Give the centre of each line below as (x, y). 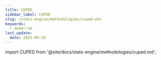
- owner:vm (21, 28)
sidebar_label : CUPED (28, 14)
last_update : (19, 33)
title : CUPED (19, 10)
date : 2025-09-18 (28, 38)
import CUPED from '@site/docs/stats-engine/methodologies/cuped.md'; (81, 52)
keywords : (15, 24)
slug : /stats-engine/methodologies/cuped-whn (53, 19)
